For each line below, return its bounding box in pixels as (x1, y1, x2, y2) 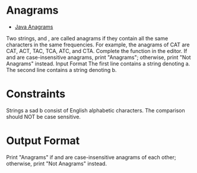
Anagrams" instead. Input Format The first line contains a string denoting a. (6, 60, 190, 67)
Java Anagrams (14, 23, 53, 30)
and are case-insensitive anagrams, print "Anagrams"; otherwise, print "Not (6, 54, 191, 61)
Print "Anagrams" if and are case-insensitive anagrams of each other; (6, 153, 176, 161)
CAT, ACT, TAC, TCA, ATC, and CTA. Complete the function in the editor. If (6, 47, 188, 54)
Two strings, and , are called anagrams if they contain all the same (6, 34, 169, 42)
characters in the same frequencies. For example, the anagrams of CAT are (6, 41, 190, 48)
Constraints (6, 87, 66, 101)
